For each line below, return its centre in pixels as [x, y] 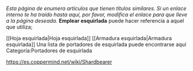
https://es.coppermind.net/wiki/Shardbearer [59, 62]
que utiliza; [19, 27]
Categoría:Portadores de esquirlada [49, 51]
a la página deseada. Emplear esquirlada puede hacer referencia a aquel [95, 21]
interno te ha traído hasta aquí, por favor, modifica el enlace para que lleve [97, 15]
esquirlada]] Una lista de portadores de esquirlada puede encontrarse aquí [96, 44]
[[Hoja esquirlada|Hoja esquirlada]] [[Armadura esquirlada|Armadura [89, 38]
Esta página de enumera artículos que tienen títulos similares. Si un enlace [96, 8]
